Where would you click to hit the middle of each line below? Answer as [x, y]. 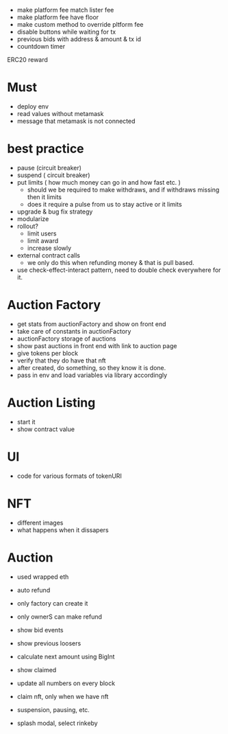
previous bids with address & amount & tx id [79, 39]
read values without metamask [60, 113]
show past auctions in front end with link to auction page [97, 345]
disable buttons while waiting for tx [66, 32]
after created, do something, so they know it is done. [91, 367]
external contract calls [49, 255]
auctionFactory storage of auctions [66, 339]
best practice [46, 149]
